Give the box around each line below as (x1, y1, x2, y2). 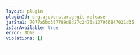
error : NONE (6, 30, 35, 36)
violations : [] (6, 35, 43, 41)
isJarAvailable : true (6, 24, 59, 31)
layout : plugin (6, 8, 43, 14)
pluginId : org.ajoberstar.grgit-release (6, 14, 106, 20)
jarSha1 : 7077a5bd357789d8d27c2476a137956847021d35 (6, 19, 134, 25)
